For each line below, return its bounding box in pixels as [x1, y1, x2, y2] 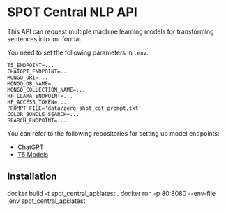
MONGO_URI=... [7, 74, 49, 81]
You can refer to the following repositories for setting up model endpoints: [7, 129, 220, 137]
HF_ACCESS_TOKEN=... [7, 99, 68, 106]
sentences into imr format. [7, 34, 83, 43]
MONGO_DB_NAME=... [7, 80, 61, 87]
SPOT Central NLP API [7, 4, 137, 20]
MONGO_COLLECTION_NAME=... [7, 86, 86, 93]
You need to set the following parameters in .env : [7, 48, 149, 57]
